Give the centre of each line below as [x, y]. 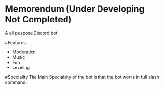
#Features [16, 42]
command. [16, 82]
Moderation [24, 52]
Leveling [21, 67]
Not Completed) [39, 19]
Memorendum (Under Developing [75, 9]
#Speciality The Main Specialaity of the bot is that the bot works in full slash [82, 77]
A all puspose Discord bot [31, 33]
